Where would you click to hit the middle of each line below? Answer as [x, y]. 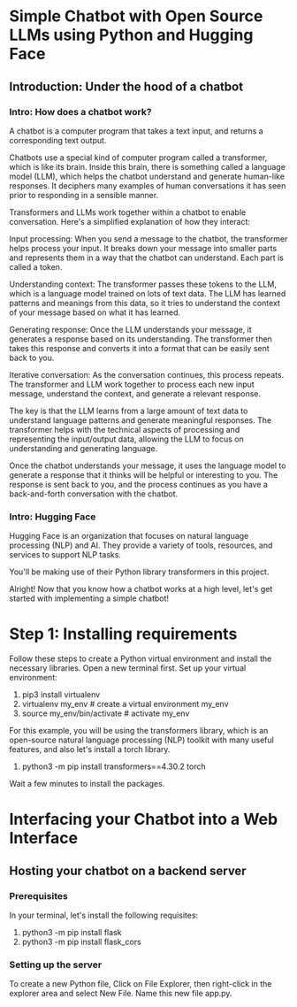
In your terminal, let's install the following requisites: [104, 915]
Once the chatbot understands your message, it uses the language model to [148, 465]
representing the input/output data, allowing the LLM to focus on [127, 439]
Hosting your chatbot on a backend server [128, 870]
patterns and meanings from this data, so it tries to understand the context [145, 303]
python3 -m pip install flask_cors [81, 942]
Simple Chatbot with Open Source [136, 16]
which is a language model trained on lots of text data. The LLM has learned [148, 293]
